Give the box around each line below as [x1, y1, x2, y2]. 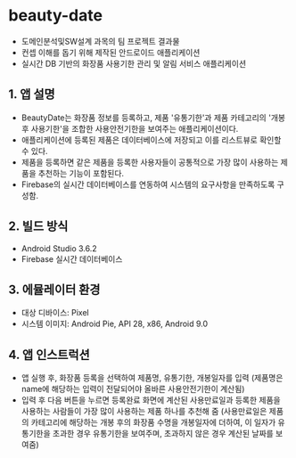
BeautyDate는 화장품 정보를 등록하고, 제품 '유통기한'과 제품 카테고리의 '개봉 [21, 112, 286, 123]
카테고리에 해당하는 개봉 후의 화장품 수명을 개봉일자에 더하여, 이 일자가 [30, 417, 276, 428]
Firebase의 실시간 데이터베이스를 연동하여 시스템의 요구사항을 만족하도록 [21, 179, 275, 190]
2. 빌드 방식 [8, 219, 69, 234]
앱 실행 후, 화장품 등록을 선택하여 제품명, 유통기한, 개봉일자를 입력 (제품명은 [21, 372, 284, 383]
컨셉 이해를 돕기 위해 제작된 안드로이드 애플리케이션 [21, 46, 201, 58]
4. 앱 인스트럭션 [8, 347, 90, 362]
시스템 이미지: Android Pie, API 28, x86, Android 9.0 [21, 318, 209, 330]
